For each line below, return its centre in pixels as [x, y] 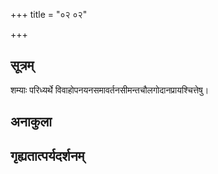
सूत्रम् [22, 65]
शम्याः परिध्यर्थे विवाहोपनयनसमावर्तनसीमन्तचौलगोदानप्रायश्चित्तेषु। [110, 90]
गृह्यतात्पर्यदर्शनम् [47, 155]
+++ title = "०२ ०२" [49, 14]
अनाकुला [31, 122]
